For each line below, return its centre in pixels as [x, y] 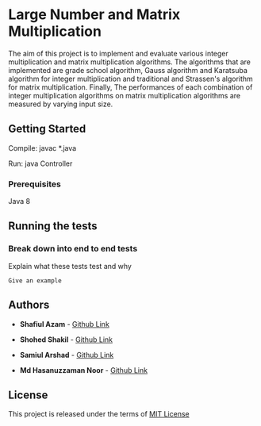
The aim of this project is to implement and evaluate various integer [118, 53]
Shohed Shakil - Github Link [66, 340]
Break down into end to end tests [73, 249]
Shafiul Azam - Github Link [64, 324]
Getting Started [47, 129]
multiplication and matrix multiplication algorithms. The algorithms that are [130, 62]
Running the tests [53, 226]
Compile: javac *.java [42, 148]
